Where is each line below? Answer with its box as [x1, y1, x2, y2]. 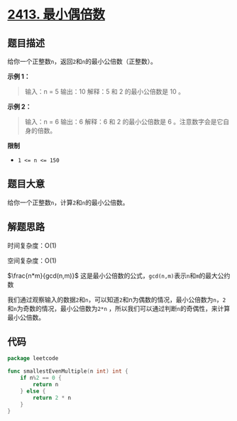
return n [33, 381, 59, 388]
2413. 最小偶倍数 [7, 6, 105, 23]
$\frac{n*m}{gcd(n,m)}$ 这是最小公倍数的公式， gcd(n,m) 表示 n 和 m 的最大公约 [7, 271, 231, 280]
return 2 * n [33, 394, 72, 401]
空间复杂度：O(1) [7, 256, 57, 265]
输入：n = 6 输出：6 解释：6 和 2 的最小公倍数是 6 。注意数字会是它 [24, 118, 224, 126]
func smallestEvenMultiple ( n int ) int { [7, 368, 129, 375]
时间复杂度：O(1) [7, 241, 57, 249]
